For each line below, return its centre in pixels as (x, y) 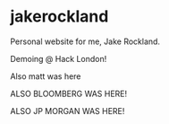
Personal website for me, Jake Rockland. (85, 41)
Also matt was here (46, 76)
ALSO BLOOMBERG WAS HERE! (69, 93)
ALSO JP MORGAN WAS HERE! (68, 111)
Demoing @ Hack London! (59, 58)
